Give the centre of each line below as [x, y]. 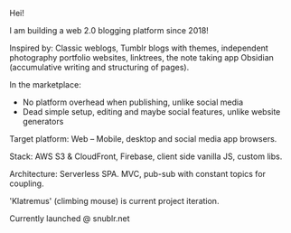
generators [43, 121]
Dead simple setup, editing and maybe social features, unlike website [151, 112]
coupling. [27, 183]
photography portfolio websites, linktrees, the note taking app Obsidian [141, 57]
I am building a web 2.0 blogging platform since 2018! [109, 30]
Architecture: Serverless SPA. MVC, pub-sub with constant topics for [138, 174]
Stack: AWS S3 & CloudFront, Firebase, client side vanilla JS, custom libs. [146, 156]
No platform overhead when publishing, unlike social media [133, 102]
